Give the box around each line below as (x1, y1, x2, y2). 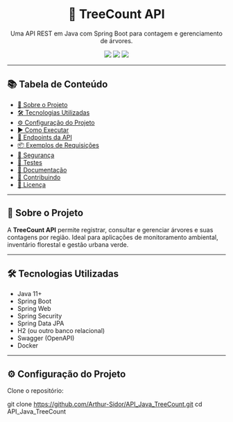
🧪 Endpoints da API (17, 133, 73, 141)
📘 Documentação (17, 165, 67, 174)
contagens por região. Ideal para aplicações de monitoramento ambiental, (7, 233, 218, 241)
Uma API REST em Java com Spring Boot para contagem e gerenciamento (10, 29, 223, 38)
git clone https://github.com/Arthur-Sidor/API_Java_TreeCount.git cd (7, 400, 202, 409)
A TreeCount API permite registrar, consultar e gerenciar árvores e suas (7, 225, 214, 234)
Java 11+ (17, 290, 42, 298)
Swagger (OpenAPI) (17, 334, 75, 343)
